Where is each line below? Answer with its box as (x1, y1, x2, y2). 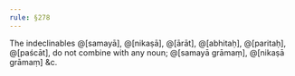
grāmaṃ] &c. (9, 56, 58, 67)
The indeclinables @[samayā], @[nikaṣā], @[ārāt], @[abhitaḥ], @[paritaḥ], (9, 38, 287, 48)
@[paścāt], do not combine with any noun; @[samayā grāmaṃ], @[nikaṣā (9, 46, 285, 58)
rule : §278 (9, 13, 51, 22)
